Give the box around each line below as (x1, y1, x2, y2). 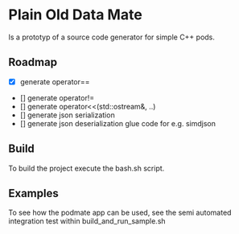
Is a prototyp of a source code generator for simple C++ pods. (8, 32, 216, 42)
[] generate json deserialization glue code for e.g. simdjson (19, 118, 216, 128)
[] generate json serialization (19, 110, 115, 120)
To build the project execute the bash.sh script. (8, 163, 165, 173)
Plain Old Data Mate (8, 6, 142, 24)
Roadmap (8, 55, 58, 69)
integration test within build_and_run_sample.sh (8, 216, 167, 226)
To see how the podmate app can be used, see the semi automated (8, 207, 232, 218)
